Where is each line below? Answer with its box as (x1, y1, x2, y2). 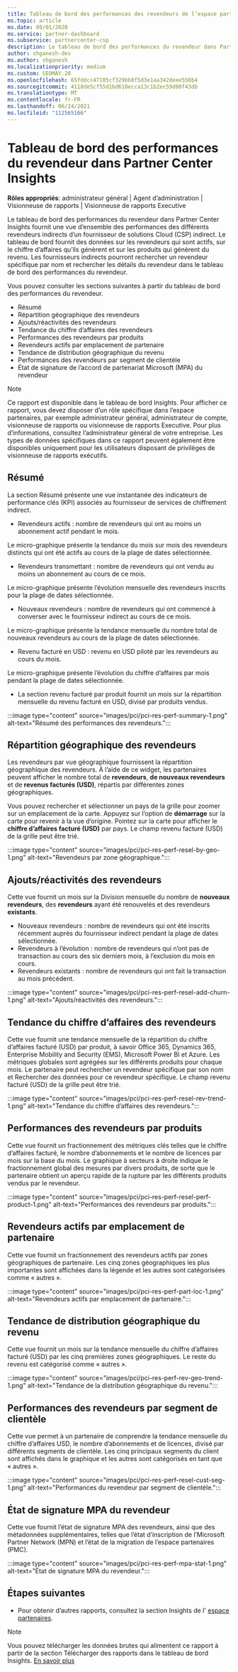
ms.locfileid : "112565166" (7, 109, 87, 116)
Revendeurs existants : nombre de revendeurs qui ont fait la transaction (17, 967, 227, 976)
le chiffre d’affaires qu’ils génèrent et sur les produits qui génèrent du (7, 245, 210, 253)
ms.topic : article (7, 17, 62, 24)
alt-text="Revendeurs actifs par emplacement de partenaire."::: (7, 1294, 191, 1303)
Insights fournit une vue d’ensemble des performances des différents (7, 222, 209, 231)
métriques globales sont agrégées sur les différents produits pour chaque (7, 1057, 222, 1066)
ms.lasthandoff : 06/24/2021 (7, 103, 91, 110)
